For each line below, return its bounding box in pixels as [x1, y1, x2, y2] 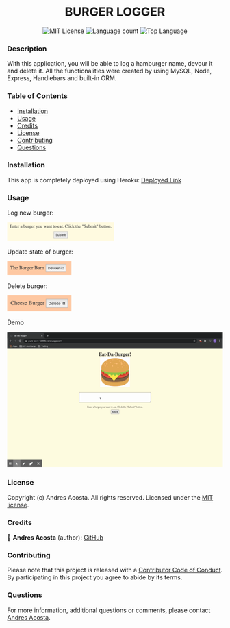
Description [7, 44, 47, 53]
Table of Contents [7, 91, 68, 101]
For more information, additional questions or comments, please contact [7, 606, 211, 614]
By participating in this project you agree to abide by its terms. [7, 573, 183, 581]
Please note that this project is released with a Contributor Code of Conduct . [7, 566, 223, 575]
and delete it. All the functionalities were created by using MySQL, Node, [7, 67, 212, 75]
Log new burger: [7, 208, 54, 217]
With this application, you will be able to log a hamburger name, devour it [7, 60, 213, 68]
